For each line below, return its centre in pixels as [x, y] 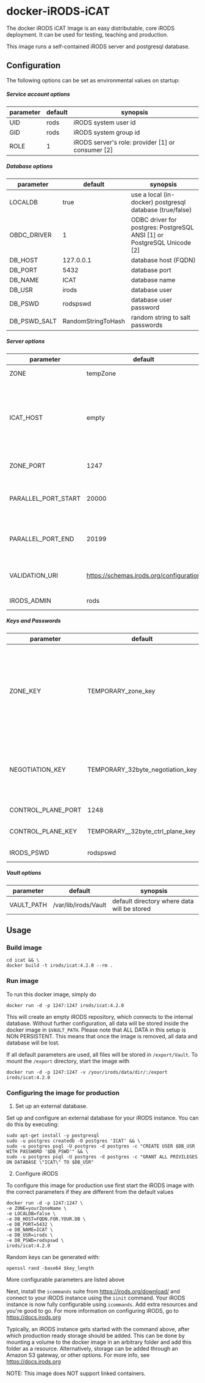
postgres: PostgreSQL [162, 227]
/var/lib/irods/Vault [80, 905]
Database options [30, 167]
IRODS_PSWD [30, 852]
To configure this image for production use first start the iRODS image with [100, 1185]
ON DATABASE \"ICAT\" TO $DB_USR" [50, 1162]
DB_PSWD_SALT [33, 321]
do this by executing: [33, 1124]
